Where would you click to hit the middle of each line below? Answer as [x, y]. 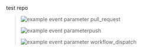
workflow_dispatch [113, 42]
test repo [17, 8]
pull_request [105, 19]
